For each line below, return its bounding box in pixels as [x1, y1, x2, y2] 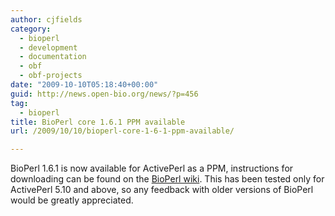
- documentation [19, 52, 87, 62]
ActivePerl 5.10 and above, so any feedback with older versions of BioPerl [10, 184, 314, 196]
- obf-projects [19, 71, 83, 81]
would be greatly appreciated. [10, 194, 134, 206]
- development [19, 42, 78, 53]
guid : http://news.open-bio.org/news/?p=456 [10, 89, 199, 99]
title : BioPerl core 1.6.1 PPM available [10, 117, 186, 127]
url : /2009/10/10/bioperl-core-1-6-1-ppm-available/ [10, 126, 235, 136]
